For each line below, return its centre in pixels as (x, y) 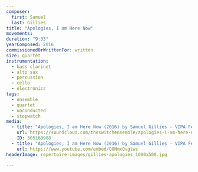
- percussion (27, 77)
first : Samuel (29, 17)
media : (14, 122)
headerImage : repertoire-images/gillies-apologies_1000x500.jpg (87, 154)
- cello (21, 83)
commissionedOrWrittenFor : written (50, 50)
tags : (13, 94)
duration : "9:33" (27, 39)
